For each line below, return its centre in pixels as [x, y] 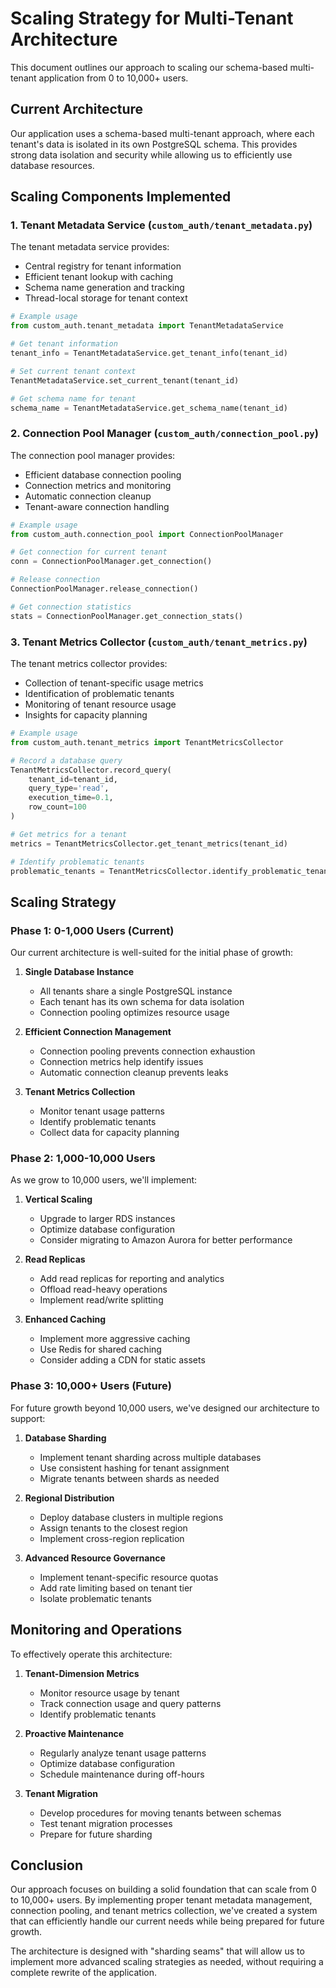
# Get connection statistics [71, 607]
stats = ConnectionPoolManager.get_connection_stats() [127, 616]
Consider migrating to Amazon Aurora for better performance [166, 1240]
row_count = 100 [57, 807]
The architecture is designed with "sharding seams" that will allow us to [157, 1951]
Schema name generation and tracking [104, 288]
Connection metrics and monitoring [98, 485]
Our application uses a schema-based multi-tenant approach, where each [162, 133]
